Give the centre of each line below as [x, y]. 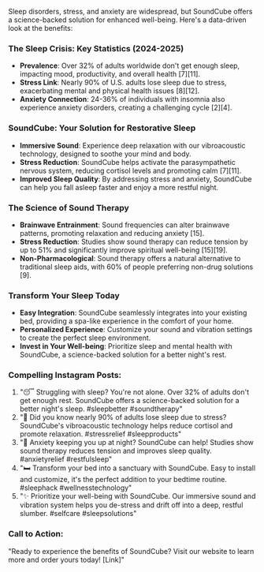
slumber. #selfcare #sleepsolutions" [78, 514]
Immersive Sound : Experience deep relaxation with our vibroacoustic [132, 145]
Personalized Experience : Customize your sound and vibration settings [136, 330]
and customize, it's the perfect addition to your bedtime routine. [123, 480]
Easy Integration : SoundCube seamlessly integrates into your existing [133, 313]
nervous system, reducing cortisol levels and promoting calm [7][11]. [130, 170]
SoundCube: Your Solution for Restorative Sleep [102, 128]
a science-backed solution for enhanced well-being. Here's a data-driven [127, 20]
